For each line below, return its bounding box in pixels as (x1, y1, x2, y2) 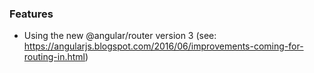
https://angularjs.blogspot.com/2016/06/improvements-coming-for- (23, 40, 304, 52)
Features (9, 7, 54, 21)
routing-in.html (23, 51, 86, 63)
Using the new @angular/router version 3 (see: (23, 30, 217, 42)
